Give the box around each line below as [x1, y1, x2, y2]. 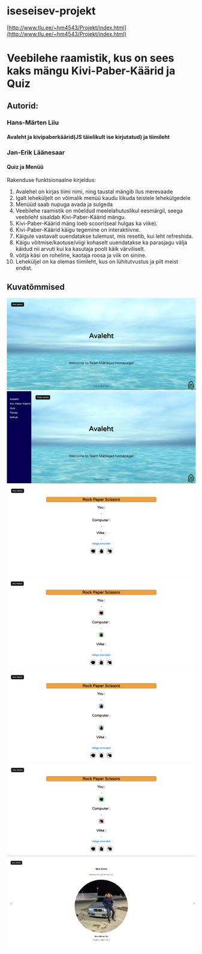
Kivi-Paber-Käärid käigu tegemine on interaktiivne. [15, 226, 141, 234]
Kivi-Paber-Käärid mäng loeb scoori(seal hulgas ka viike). [15, 220, 158, 227]
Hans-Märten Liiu [7, 119, 59, 127]
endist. [15, 265, 33, 272]
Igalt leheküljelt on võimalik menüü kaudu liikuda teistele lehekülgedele [15, 195, 191, 202]
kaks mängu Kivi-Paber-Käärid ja [7, 64, 176, 78]
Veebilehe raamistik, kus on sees [7, 52, 174, 65]
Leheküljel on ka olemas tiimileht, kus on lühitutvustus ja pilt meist [15, 258, 179, 265]
